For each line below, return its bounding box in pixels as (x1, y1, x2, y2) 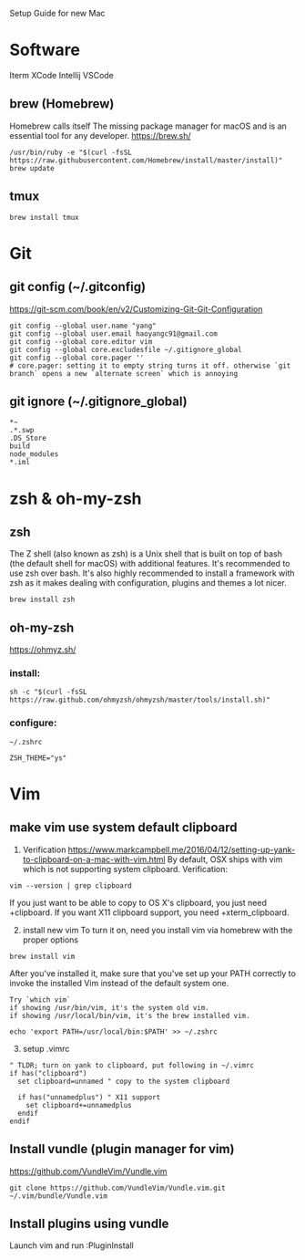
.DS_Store (9, 433, 47, 443)
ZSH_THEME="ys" (9, 753, 67, 763)
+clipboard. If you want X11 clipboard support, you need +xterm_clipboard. (9, 907, 290, 918)
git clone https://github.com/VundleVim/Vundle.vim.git (9, 1183, 226, 1192)
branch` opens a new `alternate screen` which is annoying (9, 369, 239, 378)
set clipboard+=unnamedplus (25, 1100, 132, 1109)
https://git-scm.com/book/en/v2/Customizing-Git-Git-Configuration (9, 303, 263, 314)
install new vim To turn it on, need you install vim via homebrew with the (22, 924, 293, 935)
